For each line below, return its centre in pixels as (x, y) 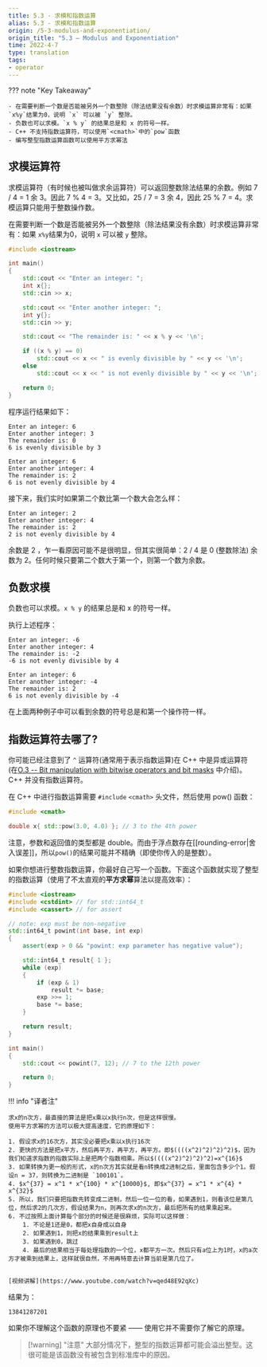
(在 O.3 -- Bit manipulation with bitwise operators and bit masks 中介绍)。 (127, 770)
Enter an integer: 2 (43, 513)
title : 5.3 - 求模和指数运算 (52, 16)
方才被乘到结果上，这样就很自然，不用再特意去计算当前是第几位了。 (103, 1259)
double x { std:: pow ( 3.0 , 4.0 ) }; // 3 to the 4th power (103, 827)
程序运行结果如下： (40, 411)
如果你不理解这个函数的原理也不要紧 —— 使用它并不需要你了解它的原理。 (128, 1328)
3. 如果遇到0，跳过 (50, 1242)
